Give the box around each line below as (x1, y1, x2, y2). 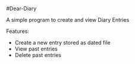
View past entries (14, 45, 58, 52)
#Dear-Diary (6, 5, 37, 12)
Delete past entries (14, 52, 61, 58)
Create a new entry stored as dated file (14, 39, 111, 46)
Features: (6, 28, 30, 35)
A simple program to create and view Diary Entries (6, 16, 130, 23)
